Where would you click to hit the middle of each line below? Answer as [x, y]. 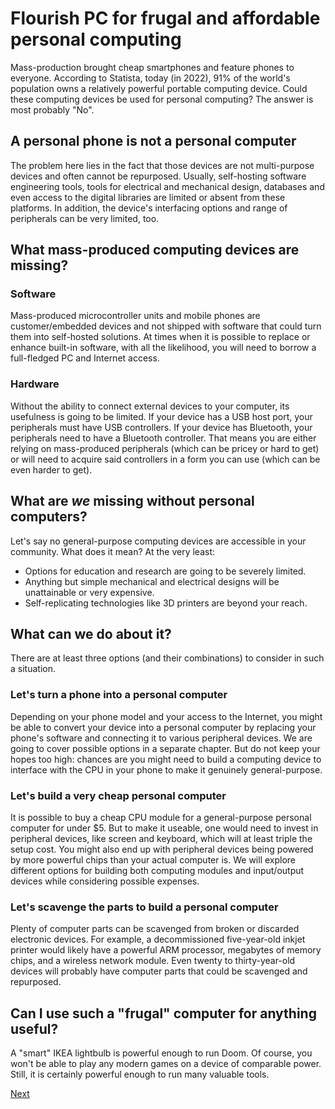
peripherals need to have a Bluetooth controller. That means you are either [163, 438]
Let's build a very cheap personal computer [118, 795]
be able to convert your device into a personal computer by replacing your [163, 727]
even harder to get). [51, 469]
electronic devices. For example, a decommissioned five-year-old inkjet [158, 939]
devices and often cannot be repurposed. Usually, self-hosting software [158, 176]
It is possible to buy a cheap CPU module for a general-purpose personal [161, 817]
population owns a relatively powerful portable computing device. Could [159, 88]
